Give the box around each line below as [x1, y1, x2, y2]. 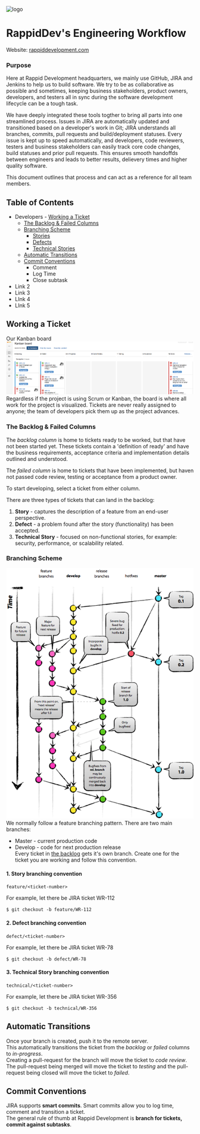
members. [6, 180, 32, 187]
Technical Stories [32, 245, 76, 252]
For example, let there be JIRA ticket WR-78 [6, 944, 114, 951]
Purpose [6, 61, 32, 69]
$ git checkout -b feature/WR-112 [6, 907, 92, 913]
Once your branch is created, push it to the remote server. [6, 1037, 149, 1045]
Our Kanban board [6, 334, 52, 342]
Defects [32, 238, 52, 246]
